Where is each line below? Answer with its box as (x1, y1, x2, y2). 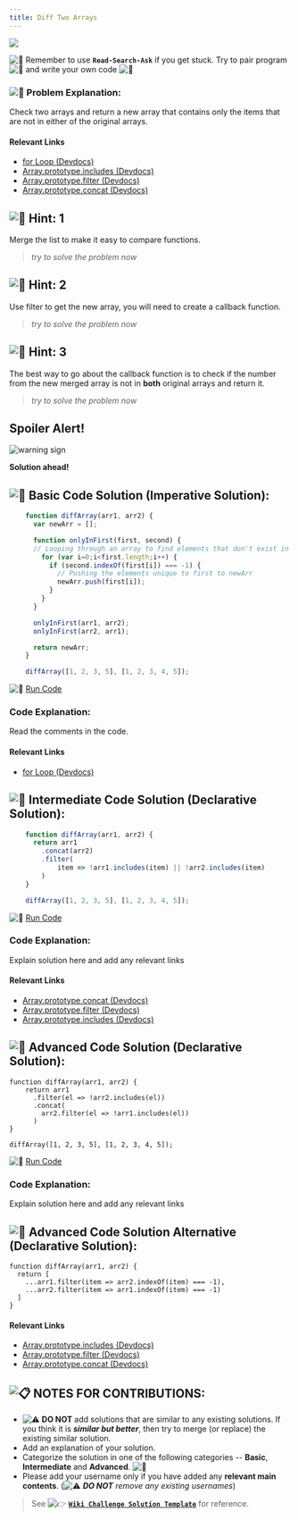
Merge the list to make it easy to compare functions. (9, 234, 201, 245)
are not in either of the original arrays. (9, 115, 149, 126)
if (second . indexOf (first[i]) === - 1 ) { (48, 560, 202, 570)
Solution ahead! (9, 462, 70, 473)
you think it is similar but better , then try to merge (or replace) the (21, 1423, 266, 1434)
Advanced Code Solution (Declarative (28, 1040, 243, 1055)
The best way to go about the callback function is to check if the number (9, 368, 277, 379)
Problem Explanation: (26, 86, 122, 98)
